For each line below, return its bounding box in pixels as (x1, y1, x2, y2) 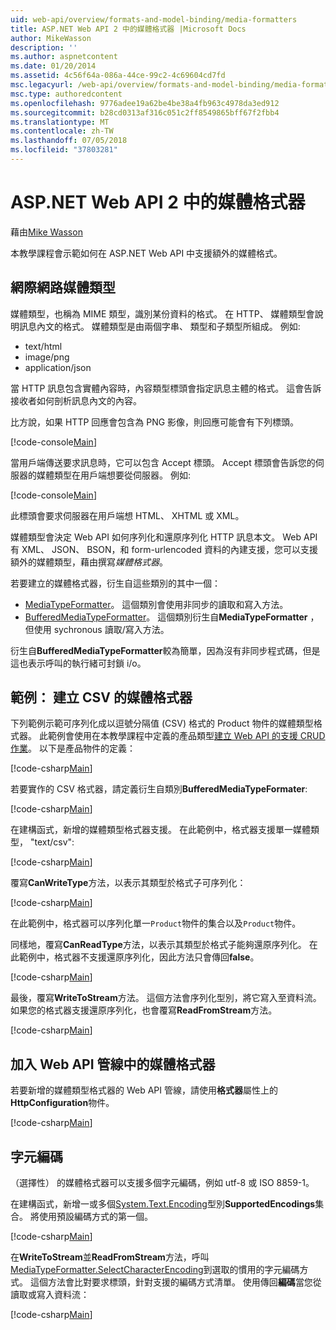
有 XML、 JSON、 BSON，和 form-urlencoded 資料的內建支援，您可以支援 (10, 543, 319, 555)
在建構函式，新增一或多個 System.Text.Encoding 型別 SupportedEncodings (10, 1198, 316, 1210)
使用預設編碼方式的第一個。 (38, 1211, 153, 1223)
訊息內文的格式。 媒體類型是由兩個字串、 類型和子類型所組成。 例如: (18, 320, 301, 332)
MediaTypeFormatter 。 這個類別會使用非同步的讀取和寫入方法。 (24, 598, 289, 610)
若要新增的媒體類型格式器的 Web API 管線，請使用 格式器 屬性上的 (10, 1084, 278, 1096)
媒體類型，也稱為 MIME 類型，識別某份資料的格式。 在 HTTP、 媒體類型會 (10, 307, 315, 320)
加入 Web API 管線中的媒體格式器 (10, 1056, 216, 1073)
